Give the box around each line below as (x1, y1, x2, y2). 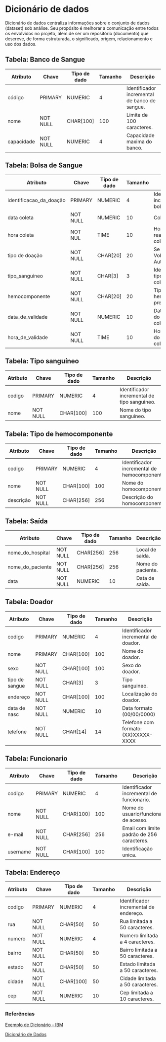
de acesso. (122, 817, 148, 824)
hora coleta (7, 231, 34, 238)
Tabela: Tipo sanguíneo (5, 356, 79, 365)
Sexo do (122, 662, 141, 669)
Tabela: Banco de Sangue (5, 56, 85, 64)
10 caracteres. (120, 995, 154, 1002)
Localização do (122, 690, 158, 697)
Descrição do (122, 494, 153, 501)
